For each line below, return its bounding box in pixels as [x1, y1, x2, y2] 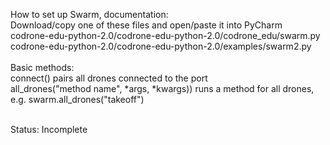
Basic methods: [10, 62, 75, 73]
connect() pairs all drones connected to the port [10, 72, 208, 84]
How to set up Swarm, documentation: [10, 9, 169, 20]
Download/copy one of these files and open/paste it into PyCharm [10, 19, 283, 31]
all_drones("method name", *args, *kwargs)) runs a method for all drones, [10, 83, 315, 94]
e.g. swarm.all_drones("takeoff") [10, 94, 145, 105]
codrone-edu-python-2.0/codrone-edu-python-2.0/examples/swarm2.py [10, 40, 312, 52]
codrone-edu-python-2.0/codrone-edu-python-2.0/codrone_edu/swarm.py [10, 30, 321, 41]
